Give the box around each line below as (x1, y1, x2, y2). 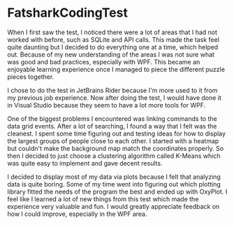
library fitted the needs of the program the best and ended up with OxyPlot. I (7, 187, 228, 196)
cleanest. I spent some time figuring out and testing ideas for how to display (7, 129, 226, 138)
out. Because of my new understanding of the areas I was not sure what (7, 50, 215, 59)
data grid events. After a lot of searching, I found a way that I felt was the (7, 122, 217, 130)
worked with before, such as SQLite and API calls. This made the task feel (7, 35, 220, 43)
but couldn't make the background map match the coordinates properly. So (7, 144, 224, 152)
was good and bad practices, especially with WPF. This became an (7, 57, 200, 66)
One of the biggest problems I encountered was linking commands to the (7, 114, 218, 123)
